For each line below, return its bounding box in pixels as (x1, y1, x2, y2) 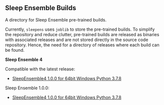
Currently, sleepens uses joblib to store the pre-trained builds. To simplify (5, 26, 155, 32)
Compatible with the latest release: (5, 66, 75, 72)
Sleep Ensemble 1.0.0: (5, 85, 50, 91)
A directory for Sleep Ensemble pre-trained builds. (5, 17, 107, 22)
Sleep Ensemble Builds (5, 4, 76, 12)
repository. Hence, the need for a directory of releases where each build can (5, 42, 160, 48)
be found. (5, 47, 24, 53)
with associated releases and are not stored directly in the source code (5, 37, 148, 42)
